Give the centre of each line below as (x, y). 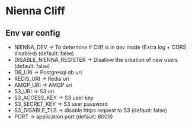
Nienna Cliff (36, 11)
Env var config (33, 33)
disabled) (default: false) (44, 53)
